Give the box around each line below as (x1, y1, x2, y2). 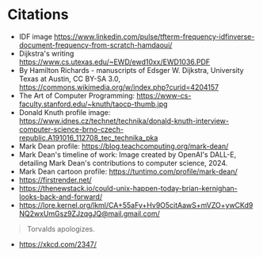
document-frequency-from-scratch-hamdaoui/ (18, 40, 173, 49)
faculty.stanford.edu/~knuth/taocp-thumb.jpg (18, 99, 168, 109)
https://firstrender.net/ (18, 175, 92, 184)
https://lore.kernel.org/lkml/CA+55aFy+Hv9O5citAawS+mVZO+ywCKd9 (18, 200, 253, 209)
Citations (7, 6, 69, 24)
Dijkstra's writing (18, 48, 74, 58)
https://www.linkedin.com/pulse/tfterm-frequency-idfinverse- (54, 32, 255, 41)
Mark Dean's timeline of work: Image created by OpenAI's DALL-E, (18, 149, 237, 159)
